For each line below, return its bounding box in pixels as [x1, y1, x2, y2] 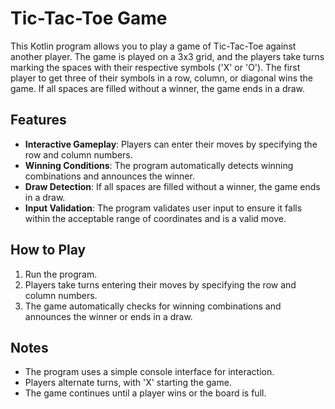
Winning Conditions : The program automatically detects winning [24, 159, 294, 171]
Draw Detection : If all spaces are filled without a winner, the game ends [24, 180, 321, 192]
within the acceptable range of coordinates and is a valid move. [24, 212, 287, 224]
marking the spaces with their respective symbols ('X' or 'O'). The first [10, 61, 301, 73]
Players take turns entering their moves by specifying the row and [24, 278, 297, 291]
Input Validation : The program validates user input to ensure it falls [24, 202, 303, 214]
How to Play [10, 242, 87, 259]
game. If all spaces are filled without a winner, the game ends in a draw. [10, 82, 306, 94]
